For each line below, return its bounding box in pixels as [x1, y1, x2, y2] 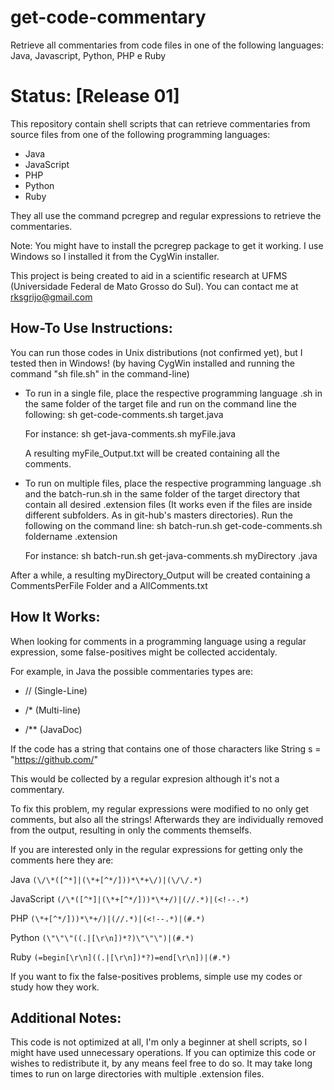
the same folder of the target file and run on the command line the [24, 397, 297, 410]
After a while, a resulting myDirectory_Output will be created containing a [10, 569, 311, 581]
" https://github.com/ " [10, 753, 99, 765]
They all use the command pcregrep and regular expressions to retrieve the [10, 209, 322, 221]
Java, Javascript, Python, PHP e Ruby [10, 49, 167, 61]
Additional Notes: [10, 1009, 122, 1026]
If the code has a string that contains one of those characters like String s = [10, 742, 322, 755]
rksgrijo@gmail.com [10, 291, 93, 303]
